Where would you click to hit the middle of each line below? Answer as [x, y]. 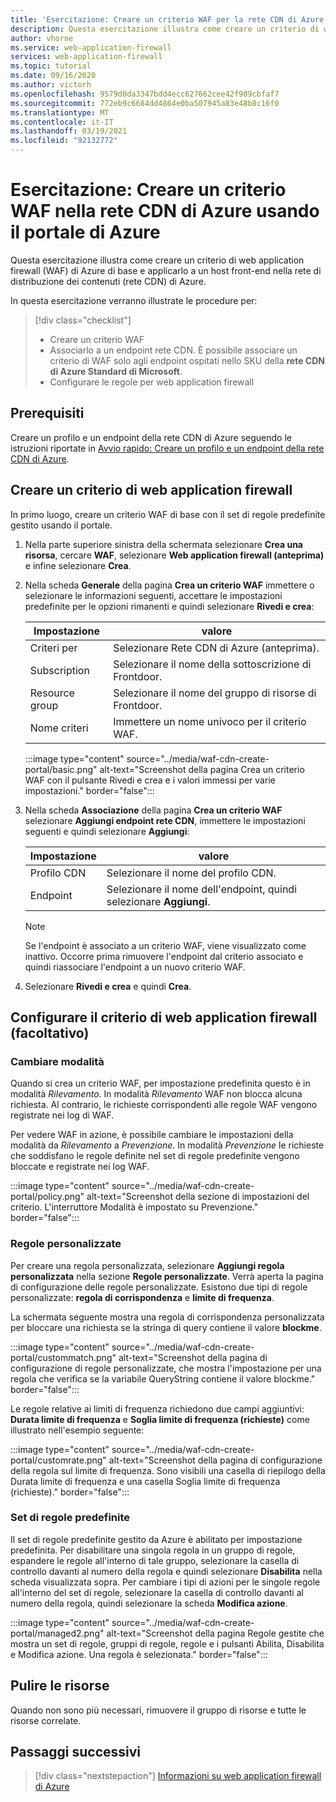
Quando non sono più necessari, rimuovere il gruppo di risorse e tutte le [158, 1710]
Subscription [59, 670]
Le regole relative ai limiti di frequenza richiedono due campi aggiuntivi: [157, 1408]
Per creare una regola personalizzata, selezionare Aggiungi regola [147, 1265]
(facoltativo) [50, 1032]
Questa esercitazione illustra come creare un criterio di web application [157, 260]
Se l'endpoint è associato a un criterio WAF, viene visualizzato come [165, 945]
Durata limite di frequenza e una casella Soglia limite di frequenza [145, 1481]
